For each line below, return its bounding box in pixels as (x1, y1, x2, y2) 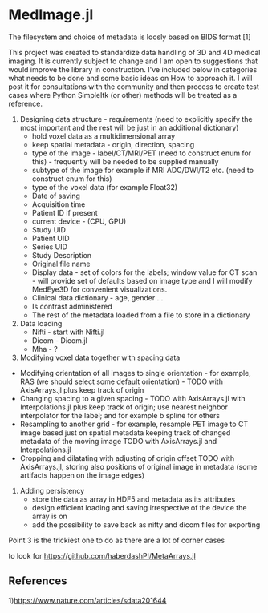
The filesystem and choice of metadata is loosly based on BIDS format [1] (8, 32, 251, 42)
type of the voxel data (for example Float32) (31, 182, 178, 192)
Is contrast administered (31, 301, 112, 311)
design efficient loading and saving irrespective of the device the (31, 502, 247, 512)
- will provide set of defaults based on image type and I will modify (31, 276, 253, 285)
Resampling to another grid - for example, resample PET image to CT (19, 419, 249, 429)
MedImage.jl (8, 6, 94, 24)
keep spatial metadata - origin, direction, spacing (31, 139, 195, 149)
